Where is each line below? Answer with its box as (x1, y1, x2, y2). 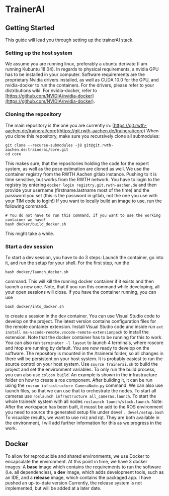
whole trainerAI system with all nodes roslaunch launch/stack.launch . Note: (5, 398, 163, 404)
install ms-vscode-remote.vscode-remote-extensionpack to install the (5, 328, 149, 335)
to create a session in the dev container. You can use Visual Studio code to (5, 313, 160, 319)
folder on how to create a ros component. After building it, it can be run (5, 377, 152, 383)
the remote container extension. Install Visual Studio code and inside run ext (5, 323, 163, 329)
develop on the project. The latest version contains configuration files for (5, 318, 156, 324)
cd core (5, 151, 22, 156)
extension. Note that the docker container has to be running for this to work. (5, 334, 163, 340)
